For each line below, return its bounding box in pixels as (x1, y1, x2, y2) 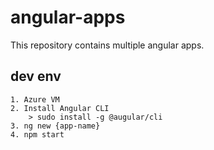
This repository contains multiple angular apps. (10, 39, 205, 51)
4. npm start (10, 129, 65, 140)
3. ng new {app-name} (10, 121, 101, 131)
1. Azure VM (10, 94, 60, 105)
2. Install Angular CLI (10, 103, 110, 113)
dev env (10, 68, 62, 85)
